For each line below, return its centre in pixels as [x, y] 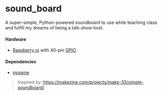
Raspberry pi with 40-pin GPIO [44, 50]
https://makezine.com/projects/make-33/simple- [94, 82]
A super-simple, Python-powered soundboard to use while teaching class [81, 22]
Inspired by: [30, 82]
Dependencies [21, 61]
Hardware [16, 39]
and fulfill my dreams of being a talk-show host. [54, 27]
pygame [21, 73]
